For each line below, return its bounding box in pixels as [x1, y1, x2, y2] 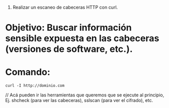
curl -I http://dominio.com [5, 83, 65, 88]
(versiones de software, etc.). [5, 43, 133, 55]
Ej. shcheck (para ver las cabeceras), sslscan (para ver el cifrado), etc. [5, 97, 153, 103]
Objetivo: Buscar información [5, 22, 132, 33]
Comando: [5, 67, 51, 78]
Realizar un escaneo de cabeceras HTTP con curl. [12, 5, 118, 10]
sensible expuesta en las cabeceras [5, 33, 160, 44]
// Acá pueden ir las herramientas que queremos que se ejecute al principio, [5, 92, 164, 98]
